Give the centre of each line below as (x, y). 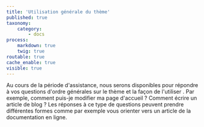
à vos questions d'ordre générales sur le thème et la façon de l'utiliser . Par (100, 92)
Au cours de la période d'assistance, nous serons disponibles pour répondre (102, 85)
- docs (37, 34)
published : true (27, 18)
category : (30, 29)
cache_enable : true (31, 62)
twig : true (31, 51)
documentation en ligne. (37, 117)
